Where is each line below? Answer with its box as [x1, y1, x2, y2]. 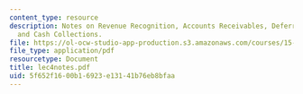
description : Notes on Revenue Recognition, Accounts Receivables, [9, 21, 269, 30]
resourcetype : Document [9, 55, 99, 64]
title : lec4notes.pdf [9, 64, 91, 73]
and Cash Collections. [17, 30, 103, 38]
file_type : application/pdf [9, 47, 115, 56]
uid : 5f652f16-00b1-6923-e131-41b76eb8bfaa [9, 72, 176, 81]
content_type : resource [9, 13, 99, 22]
